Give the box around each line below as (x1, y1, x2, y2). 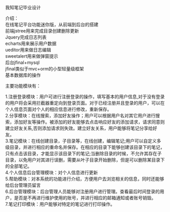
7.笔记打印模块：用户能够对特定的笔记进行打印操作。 (5, 201, 115, 207)
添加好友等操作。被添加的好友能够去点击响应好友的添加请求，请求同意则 (14, 119, 165, 125)
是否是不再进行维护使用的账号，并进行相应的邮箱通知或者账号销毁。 (14, 195, 156, 201)
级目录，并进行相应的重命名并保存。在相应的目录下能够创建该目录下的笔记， (5, 144, 165, 150)
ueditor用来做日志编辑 (5, 47, 52, 53)
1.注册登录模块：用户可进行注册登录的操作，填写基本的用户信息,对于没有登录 (5, 94, 165, 100)
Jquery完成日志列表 (5, 34, 47, 40)
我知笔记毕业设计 (5, 5, 41, 10)
